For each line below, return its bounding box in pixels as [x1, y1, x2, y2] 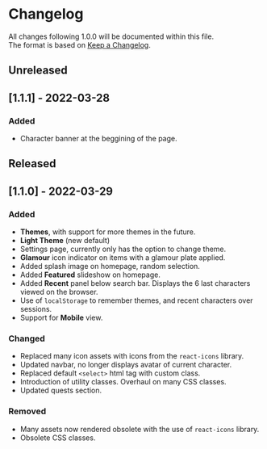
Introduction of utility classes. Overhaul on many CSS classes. [19, 377, 227, 387]
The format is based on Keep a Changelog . [8, 40, 151, 49]
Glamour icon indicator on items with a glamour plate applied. [19, 253, 226, 262]
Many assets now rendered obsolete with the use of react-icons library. [19, 424, 260, 434]
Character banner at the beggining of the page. [19, 134, 177, 144]
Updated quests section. [19, 385, 102, 396]
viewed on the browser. [19, 287, 98, 297]
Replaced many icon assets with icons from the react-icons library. [19, 351, 244, 361]
